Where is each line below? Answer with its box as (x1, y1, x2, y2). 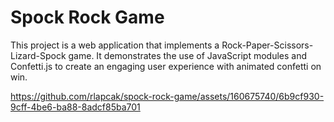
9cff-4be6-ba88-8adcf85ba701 (10, 101, 141, 113)
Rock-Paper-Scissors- (221, 39, 314, 51)
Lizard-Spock (10, 49, 67, 61)
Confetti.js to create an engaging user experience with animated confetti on (10, 60, 322, 72)
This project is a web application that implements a (10, 39, 220, 51)
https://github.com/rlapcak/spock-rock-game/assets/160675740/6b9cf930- (10, 90, 325, 102)
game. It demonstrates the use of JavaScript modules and (68, 49, 308, 61)
